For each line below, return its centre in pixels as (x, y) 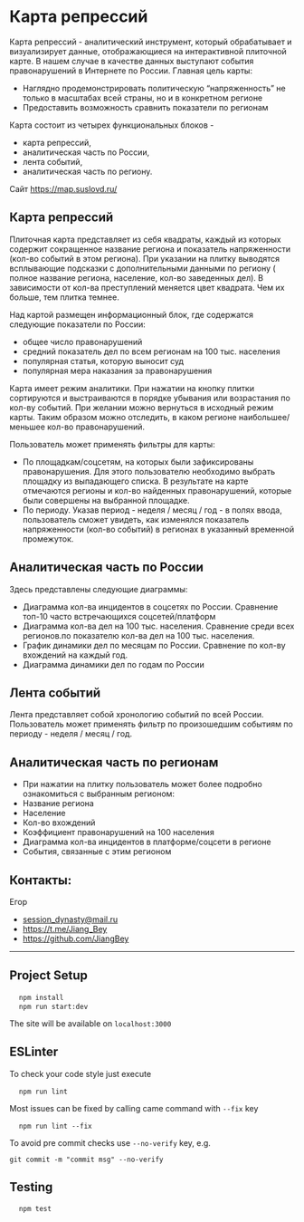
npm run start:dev (53, 1006)
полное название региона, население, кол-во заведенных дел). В (137, 277)
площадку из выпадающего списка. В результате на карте (135, 481)
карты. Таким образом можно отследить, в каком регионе (123, 417)
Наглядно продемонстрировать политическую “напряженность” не (154, 88)
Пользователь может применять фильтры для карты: (112, 444)
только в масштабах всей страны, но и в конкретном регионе (142, 98)
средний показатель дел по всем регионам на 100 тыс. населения (151, 351)
